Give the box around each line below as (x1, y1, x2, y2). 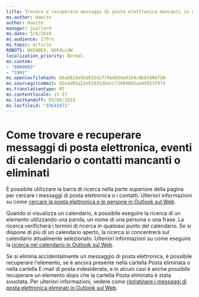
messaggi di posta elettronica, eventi (6, 141, 192, 154)
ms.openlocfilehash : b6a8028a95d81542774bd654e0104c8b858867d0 (6, 75, 166, 81)
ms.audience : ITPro (6, 36, 54, 42)
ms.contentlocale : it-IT (6, 91, 68, 97)
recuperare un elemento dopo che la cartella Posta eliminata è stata (6, 271, 172, 279)
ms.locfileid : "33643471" (6, 102, 70, 109)
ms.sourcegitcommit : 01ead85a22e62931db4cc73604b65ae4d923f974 (6, 81, 166, 87)
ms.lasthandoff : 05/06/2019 (6, 97, 76, 103)
